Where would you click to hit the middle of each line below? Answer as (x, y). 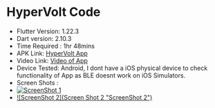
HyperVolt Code (54, 12)
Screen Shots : (37, 82)
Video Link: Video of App (52, 60)
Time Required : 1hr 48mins (55, 46)
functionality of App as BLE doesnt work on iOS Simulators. (101, 75)
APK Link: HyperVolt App (52, 53)
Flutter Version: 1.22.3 (48, 31)
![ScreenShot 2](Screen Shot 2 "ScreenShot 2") (84, 97)
